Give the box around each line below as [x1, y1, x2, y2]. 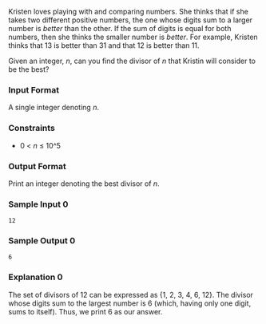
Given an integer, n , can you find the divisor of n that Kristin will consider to [8, 56, 256, 65]
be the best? [8, 65, 50, 74]
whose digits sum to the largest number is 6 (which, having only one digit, [8, 298, 252, 308]
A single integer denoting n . [8, 103, 100, 113]
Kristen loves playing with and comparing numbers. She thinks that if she [8, 7, 249, 16]
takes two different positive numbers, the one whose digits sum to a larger [8, 15, 253, 25]
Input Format [8, 84, 60, 95]
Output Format [8, 160, 66, 172]
